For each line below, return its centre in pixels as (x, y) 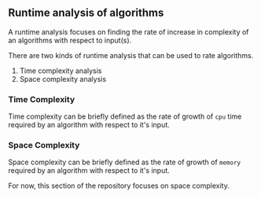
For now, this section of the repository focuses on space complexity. (119, 186)
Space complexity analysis (63, 79)
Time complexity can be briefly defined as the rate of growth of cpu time (125, 116)
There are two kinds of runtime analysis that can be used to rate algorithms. (131, 55)
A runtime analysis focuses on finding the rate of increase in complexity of (129, 31)
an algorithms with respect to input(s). (70, 40)
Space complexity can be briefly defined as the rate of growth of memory (125, 162)
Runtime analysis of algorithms (86, 13)
